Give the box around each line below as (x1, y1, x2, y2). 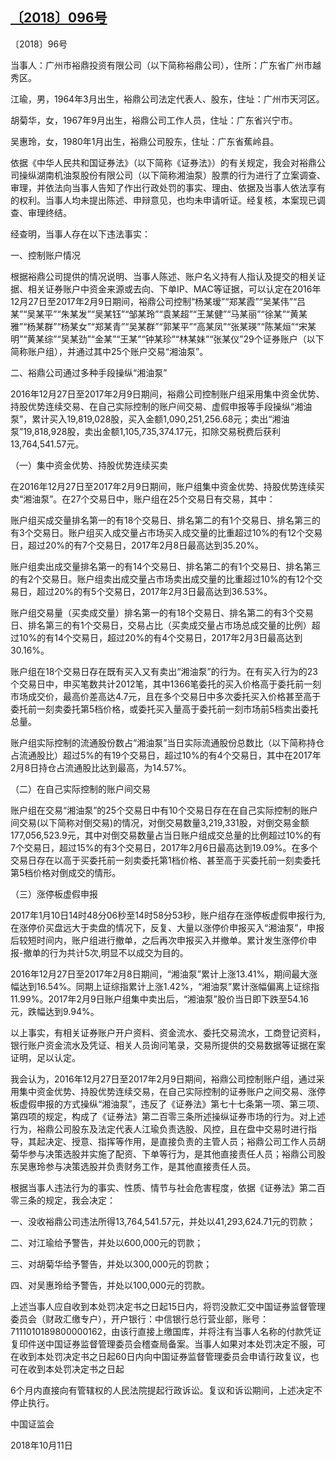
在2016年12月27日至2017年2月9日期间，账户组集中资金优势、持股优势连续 (10, 480, 317, 492)
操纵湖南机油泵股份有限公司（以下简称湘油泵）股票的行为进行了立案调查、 (18, 169, 326, 181)
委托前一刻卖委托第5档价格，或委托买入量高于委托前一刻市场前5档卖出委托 (10, 703, 319, 715)
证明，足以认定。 (10, 1051, 81, 1063)
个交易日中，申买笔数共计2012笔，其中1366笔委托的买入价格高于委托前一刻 (10, 678, 322, 690)
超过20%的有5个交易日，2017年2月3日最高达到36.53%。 (36, 585, 273, 597)
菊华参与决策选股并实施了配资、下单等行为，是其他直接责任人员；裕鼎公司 (10, 1148, 317, 1160)
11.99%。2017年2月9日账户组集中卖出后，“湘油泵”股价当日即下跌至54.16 (10, 993, 310, 1005)
